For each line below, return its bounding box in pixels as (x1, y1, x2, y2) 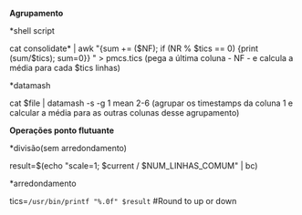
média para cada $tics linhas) (9, 63, 121, 73)
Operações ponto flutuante (9, 125, 115, 136)
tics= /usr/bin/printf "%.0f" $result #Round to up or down (9, 196, 237, 206)
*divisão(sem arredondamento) (9, 143, 128, 153)
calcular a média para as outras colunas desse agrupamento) (9, 107, 240, 118)
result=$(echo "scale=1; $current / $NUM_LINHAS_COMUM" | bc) (9, 160, 258, 171)
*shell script (9, 26, 55, 36)
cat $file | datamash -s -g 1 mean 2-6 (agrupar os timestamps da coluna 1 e (9, 97, 294, 108)
